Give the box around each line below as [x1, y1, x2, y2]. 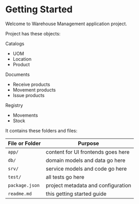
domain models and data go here [45, 157, 126, 164]
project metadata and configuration [45, 181, 131, 189]
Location [12, 55, 32, 62]
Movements [12, 112, 38, 118]
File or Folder [8, 140, 41, 147]
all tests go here [45, 173, 85, 180]
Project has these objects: [5, 30, 61, 36]
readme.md [8, 191, 32, 196]
